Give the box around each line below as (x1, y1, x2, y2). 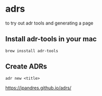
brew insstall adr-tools (5, 48, 58, 54)
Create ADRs (5, 62, 47, 71)
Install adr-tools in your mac (5, 35, 97, 43)
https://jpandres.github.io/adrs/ (5, 85, 72, 91)
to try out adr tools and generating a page (5, 20, 94, 26)
